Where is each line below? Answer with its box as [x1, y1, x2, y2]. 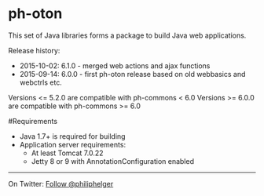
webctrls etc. [19, 78, 63, 87]
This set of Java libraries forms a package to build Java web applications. [8, 31, 247, 40]
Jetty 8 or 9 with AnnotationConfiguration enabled [31, 156, 195, 165]
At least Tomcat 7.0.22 [31, 148, 104, 158]
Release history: [8, 45, 60, 55]
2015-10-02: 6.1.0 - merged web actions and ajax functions [19, 60, 211, 71]
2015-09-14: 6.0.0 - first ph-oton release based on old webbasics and [19, 69, 246, 78]
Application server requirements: [19, 140, 126, 149]
